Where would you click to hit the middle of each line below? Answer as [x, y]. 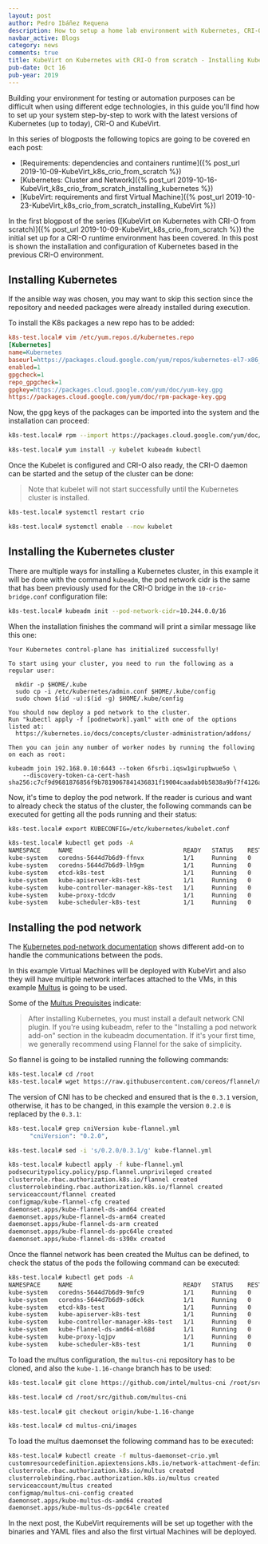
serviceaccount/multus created [60, 1486]
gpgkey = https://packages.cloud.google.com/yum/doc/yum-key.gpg [116, 390]
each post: [26, 147]
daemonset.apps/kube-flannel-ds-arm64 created [87, 1217]
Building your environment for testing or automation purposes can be [122, 97]
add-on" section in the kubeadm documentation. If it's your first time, [142, 1036]
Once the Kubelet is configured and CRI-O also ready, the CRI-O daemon [128, 465]
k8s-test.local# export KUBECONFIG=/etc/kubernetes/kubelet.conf [119, 829]
